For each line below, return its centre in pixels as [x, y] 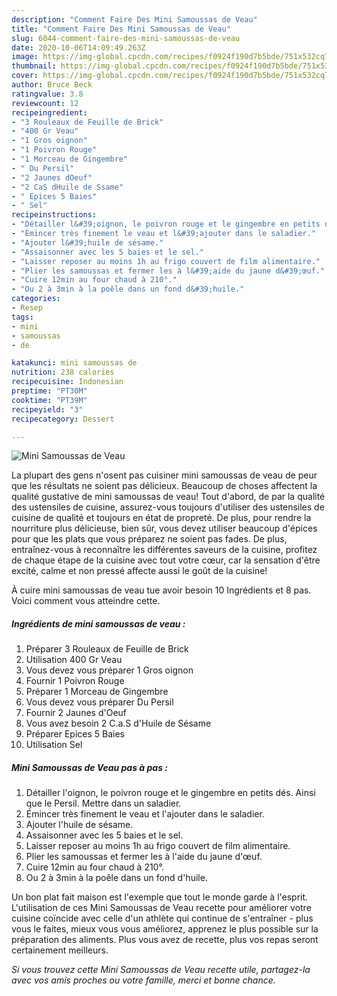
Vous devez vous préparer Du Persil [99, 702]
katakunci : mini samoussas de [74, 363]
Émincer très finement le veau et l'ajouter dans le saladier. [145, 814]
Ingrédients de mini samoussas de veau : [98, 623]
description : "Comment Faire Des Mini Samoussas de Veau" [134, 19]
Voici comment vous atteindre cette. [86, 601]
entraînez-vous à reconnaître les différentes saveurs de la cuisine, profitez [164, 550]
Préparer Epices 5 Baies [75, 734]
